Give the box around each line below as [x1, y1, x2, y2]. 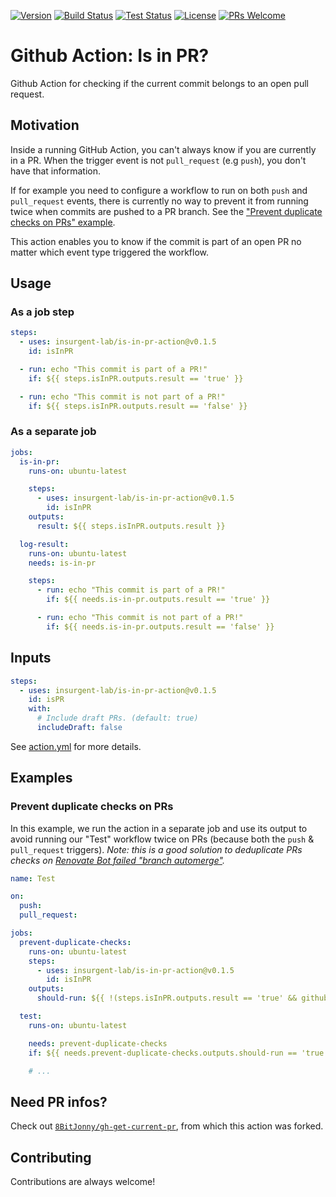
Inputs [10, 650, 52, 667]
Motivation [10, 117, 80, 134]
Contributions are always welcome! [10, 1176, 156, 1188]
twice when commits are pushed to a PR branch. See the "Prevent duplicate [10, 205, 323, 217]
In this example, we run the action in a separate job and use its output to [10, 822, 308, 834]
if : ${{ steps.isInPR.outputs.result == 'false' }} [28, 401, 248, 411]
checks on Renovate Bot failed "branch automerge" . [10, 854, 225, 866]
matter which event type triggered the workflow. [10, 246, 210, 258]
